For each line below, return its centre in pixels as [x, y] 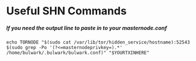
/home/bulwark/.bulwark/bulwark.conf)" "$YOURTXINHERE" [78, 53]
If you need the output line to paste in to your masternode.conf [87, 28]
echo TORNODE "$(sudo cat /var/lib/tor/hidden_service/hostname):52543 [98, 42]
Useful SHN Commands [66, 11]
